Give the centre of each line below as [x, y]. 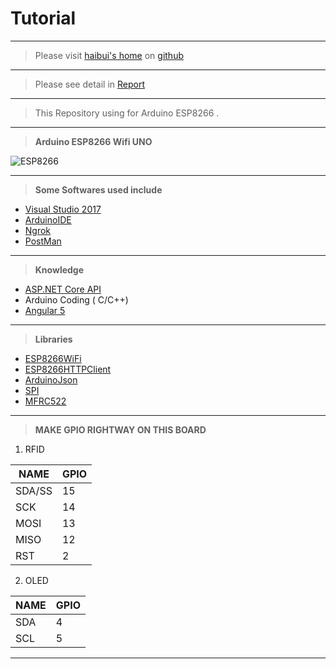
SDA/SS [34, 490]
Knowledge [59, 269]
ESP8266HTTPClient [68, 369]
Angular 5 [45, 310]
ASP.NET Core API [63, 289]
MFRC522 [45, 401]
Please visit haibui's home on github [109, 55]
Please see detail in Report [90, 84]
